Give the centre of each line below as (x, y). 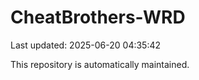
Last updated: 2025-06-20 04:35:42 (86, 45)
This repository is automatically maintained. (100, 64)
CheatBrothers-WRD (98, 17)
